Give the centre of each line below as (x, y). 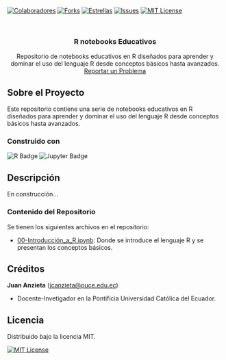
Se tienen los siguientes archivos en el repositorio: (78, 227)
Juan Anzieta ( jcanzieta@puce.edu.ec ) (63, 285)
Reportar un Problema (115, 71)
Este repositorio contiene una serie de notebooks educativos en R (100, 109)
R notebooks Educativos (115, 41)
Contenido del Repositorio (51, 212)
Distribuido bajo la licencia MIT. (51, 337)
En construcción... (33, 194)
